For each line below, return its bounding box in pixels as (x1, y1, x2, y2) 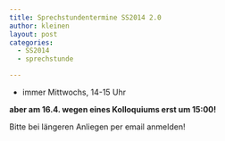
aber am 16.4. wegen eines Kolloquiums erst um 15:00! (9, 104, 217, 114)
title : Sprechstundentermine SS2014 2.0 (9, 12, 162, 22)
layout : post (9, 29, 58, 38)
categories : (9, 37, 54, 47)
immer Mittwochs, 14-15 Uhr (21, 87, 127, 97)
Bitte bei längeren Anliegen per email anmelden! (9, 121, 186, 132)
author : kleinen (9, 21, 70, 30)
